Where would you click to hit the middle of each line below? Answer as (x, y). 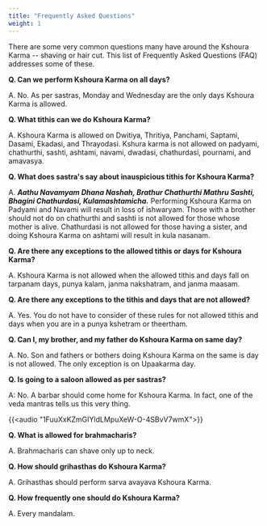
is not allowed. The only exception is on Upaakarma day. (102, 363)
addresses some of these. (52, 64)
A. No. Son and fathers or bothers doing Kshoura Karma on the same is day (134, 355)
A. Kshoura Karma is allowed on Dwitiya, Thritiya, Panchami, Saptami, (124, 135)
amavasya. (26, 161)
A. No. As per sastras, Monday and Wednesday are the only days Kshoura (131, 95)
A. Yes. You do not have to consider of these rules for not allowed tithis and (133, 315)
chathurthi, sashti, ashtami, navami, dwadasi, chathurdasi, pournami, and (130, 152)
